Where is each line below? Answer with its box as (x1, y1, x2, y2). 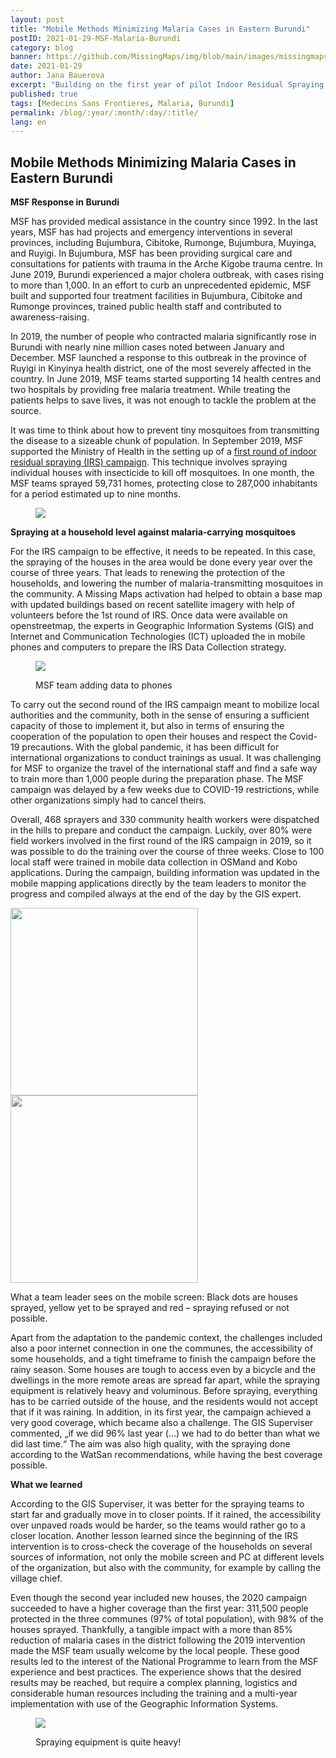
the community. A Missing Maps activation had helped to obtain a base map (10, 588, 323, 600)
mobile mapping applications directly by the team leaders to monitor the (10, 877, 307, 890)
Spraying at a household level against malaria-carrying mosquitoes (10, 526, 296, 538)
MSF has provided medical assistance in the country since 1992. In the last (10, 216, 318, 228)
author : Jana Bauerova (10, 71, 105, 81)
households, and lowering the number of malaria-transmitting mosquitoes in (10, 577, 323, 590)
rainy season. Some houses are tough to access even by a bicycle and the (10, 1364, 317, 1376)
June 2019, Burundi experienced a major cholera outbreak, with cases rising (10, 269, 325, 281)
